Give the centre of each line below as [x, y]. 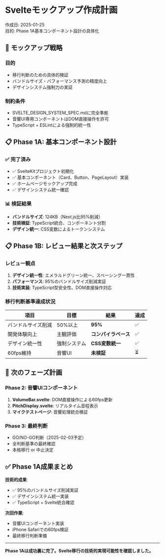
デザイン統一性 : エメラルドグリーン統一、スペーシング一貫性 [73, 275]
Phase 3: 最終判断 [27, 426]
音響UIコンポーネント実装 [38, 523]
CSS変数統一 [106, 343]
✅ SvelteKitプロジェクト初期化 [43, 171]
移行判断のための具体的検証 [40, 75]
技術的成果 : [17, 479]
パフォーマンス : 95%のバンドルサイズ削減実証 [59, 281]
